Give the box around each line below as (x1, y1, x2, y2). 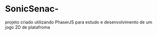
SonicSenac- (5, 3, 59, 14)
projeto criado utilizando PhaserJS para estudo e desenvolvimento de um (5, 19, 153, 25)
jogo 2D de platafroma (5, 24, 50, 30)
